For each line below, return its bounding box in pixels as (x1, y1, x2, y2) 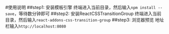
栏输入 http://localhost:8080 (5, 23, 67, 29)
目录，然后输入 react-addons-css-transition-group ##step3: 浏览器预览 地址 (5, 17, 164, 22)
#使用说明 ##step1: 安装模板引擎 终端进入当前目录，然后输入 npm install (5, 4, 156, 10)
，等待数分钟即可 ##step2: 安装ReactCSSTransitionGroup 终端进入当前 (14, 10, 161, 16)
